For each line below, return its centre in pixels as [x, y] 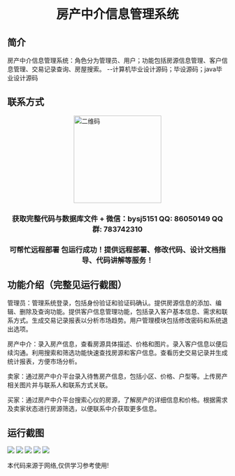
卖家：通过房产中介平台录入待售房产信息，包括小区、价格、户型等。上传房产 [117, 376]
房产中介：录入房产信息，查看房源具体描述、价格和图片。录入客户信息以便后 [117, 344]
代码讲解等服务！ [124, 260]
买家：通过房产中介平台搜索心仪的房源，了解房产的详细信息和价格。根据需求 [117, 400]
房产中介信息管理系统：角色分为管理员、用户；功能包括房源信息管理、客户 [114, 60]
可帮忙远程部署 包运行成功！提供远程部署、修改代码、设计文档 [114, 250]
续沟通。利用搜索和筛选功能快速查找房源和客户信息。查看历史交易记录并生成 [117, 353]
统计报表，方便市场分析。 [44, 361]
